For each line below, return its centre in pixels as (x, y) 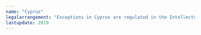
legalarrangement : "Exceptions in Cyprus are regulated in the (86, 17)
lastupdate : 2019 (27, 23)
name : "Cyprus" (25, 12)
